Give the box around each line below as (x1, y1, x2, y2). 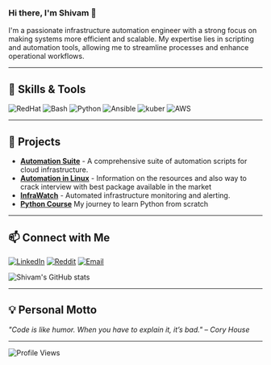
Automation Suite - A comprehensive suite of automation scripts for (19, 156, 248, 166)
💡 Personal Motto (8, 303, 98, 317)
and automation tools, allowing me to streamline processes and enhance (8, 43, 249, 52)
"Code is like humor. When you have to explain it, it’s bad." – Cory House (8, 325, 250, 334)
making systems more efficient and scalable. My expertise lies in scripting (8, 34, 254, 44)
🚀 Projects (8, 135, 61, 149)
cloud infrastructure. (19, 165, 89, 174)
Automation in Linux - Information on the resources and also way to (19, 173, 248, 182)
